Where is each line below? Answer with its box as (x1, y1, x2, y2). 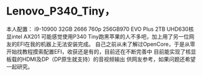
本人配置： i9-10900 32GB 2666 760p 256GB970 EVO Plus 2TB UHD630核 (6, 25, 194, 33)
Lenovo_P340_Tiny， (6, 4, 115, 18)
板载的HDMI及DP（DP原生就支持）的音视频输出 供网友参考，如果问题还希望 (6, 55, 196, 63)
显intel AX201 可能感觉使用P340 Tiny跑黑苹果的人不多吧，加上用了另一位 (6, 33, 189, 40)
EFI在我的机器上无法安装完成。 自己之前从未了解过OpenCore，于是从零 (16, 40, 195, 48)
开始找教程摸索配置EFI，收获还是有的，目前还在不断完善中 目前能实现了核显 (6, 48, 197, 55)
